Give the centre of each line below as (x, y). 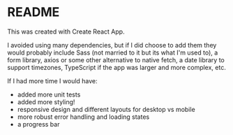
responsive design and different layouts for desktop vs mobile (106, 109)
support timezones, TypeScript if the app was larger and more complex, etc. (117, 67)
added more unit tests (49, 94)
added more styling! (46, 101)
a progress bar (38, 124)
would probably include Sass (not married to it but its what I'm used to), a (113, 52)
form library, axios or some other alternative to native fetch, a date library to (116, 59)
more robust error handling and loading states (83, 117)
